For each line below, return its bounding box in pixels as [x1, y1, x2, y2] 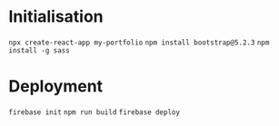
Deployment [8, 76, 104, 97]
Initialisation [8, 6, 104, 27]
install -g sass [8, 45, 70, 55]
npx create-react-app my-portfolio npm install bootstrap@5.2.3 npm [8, 38, 270, 47]
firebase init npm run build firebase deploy [8, 107, 181, 117]
